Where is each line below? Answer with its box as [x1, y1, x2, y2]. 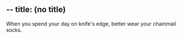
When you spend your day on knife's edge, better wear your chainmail [6, 20, 176, 27]
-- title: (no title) [6, 5, 66, 15]
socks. [6, 26, 22, 33]
